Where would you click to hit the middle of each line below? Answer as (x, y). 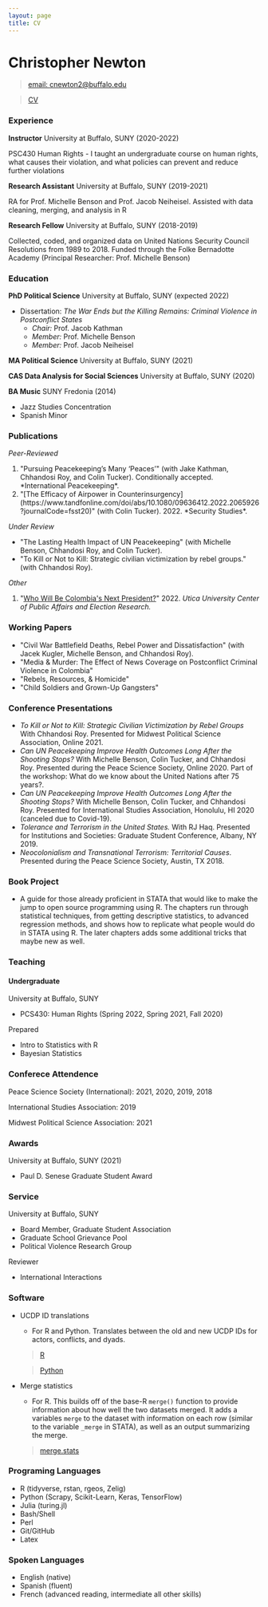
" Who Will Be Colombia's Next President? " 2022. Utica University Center (140, 598)
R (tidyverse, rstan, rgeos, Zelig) (73, 1488)
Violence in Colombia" (56, 670)
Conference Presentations (61, 708)
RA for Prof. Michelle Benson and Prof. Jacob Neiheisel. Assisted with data (131, 201)
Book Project (33, 881)
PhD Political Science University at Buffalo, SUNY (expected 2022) (119, 296)
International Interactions (61, 1278)
